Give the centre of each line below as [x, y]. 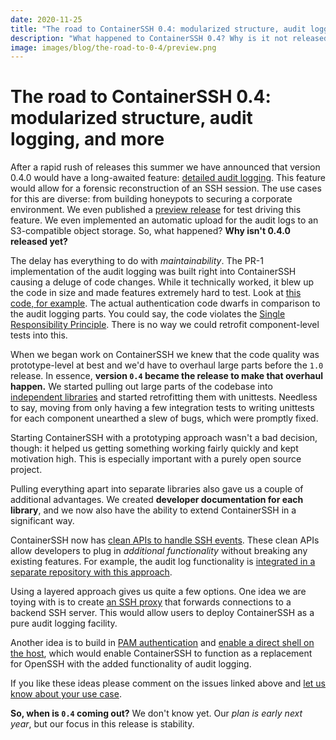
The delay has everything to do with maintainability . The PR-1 [137, 261]
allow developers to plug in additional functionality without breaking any [159, 551]
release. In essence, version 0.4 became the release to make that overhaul [167, 376]
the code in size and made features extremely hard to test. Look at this [156, 293]
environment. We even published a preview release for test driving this [156, 210]
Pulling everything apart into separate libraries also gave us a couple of [157, 489]
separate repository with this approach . [91, 572]
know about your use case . [66, 694]
